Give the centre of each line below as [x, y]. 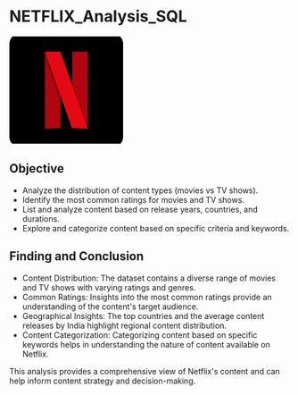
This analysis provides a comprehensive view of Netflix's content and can [145, 371]
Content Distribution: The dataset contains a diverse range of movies [149, 278]
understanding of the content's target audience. [110, 307]
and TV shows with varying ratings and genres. [109, 287]
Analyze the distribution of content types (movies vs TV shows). [140, 190]
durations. [41, 219]
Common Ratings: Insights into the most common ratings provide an [147, 297]
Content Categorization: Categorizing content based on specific [140, 335]
